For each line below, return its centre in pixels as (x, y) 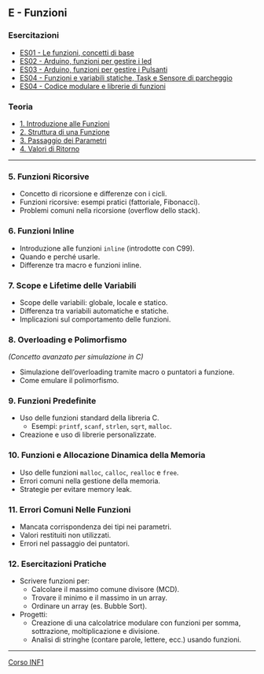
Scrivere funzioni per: (55, 581)
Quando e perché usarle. (60, 256)
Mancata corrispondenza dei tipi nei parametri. (95, 527)
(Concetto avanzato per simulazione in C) (76, 357)
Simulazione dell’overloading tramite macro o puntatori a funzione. (127, 372)
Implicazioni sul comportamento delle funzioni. (95, 319)
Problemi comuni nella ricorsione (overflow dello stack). (110, 210)
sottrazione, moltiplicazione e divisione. (95, 631)
